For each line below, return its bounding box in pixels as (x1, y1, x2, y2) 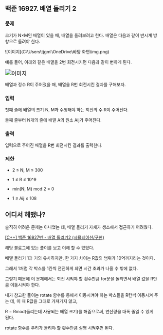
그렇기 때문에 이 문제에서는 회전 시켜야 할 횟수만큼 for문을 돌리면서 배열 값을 (5, 276, 149, 282)
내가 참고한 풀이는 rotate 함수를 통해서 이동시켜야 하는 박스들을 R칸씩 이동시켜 (5, 292, 153, 298)
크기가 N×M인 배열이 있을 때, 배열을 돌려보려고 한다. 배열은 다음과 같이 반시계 (5, 32, 152, 38)
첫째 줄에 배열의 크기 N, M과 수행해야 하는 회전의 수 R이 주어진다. (5, 106, 129, 113)
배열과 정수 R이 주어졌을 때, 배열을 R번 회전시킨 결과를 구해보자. (5, 82, 126, 87)
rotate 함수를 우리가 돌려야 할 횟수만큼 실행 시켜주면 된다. (5, 325, 114, 331)
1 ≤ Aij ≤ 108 (12, 195, 37, 201)
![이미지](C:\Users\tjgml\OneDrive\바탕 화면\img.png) (5, 49, 109, 54)
